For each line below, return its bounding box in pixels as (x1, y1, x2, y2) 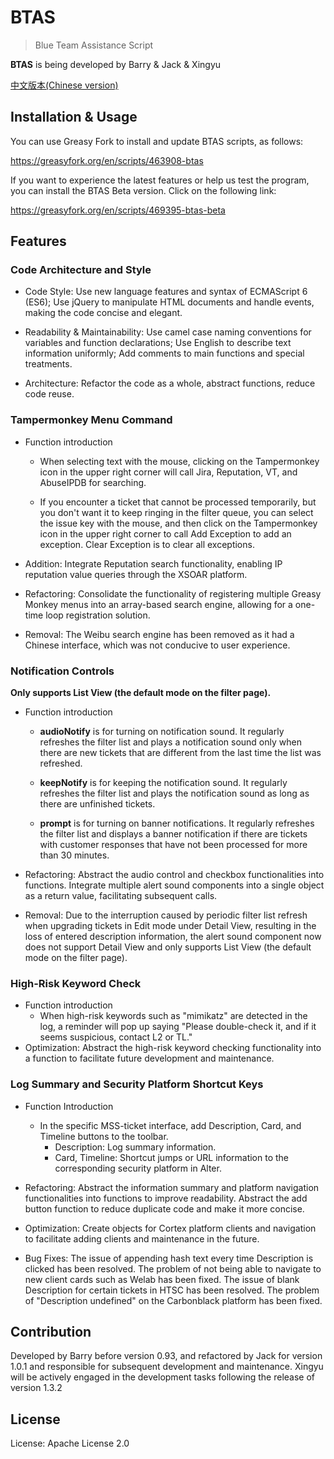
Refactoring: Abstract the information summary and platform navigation (24, 1181, 320, 1193)
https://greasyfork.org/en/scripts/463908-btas (10, 154, 204, 166)
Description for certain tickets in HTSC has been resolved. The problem (24, 1284, 320, 1296)
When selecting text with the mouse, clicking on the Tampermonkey (39, 455, 320, 467)
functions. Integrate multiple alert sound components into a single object (24, 879, 325, 891)
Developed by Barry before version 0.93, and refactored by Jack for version (10, 1350, 323, 1362)
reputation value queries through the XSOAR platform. (24, 568, 248, 580)
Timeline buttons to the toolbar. (39, 1130, 169, 1142)
